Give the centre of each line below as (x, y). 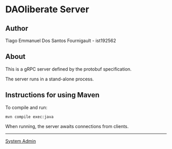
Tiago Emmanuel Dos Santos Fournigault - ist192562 (61, 40)
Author (17, 28)
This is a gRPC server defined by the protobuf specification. (69, 69)
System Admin (21, 141)
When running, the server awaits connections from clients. (67, 126)
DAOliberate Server (47, 9)
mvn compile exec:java (29, 117)
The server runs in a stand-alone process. (50, 79)
